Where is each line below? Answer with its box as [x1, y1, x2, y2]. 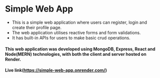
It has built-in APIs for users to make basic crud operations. [12, 35, 131, 41]
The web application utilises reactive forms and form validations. [12, 30, 141, 35]
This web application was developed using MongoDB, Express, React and [5, 46, 156, 52]
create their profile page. [12, 24, 62, 30]
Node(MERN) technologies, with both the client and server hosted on [5, 51, 146, 57]
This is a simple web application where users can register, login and [12, 19, 147, 25]
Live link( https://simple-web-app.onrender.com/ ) [5, 67, 107, 73]
